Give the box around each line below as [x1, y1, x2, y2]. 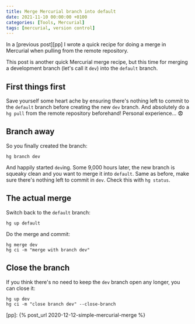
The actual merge [6, 193, 72, 203]
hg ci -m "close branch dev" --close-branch [6, 301, 116, 307]
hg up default [6, 220, 41, 226]
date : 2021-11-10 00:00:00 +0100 [6, 14, 88, 20]
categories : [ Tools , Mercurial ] [6, 19, 85, 25]
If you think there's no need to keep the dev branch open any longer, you [6, 278, 180, 285]
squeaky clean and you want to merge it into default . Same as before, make [6, 170, 190, 177]
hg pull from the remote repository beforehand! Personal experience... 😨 [6, 110, 184, 117]
